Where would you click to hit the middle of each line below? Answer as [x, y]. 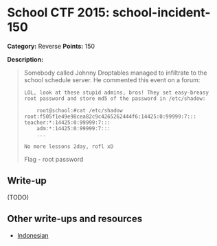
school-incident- [161, 13]
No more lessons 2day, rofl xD [69, 146]
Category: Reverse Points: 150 [51, 46]
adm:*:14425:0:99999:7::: [74, 128]
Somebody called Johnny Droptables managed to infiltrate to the [115, 73]
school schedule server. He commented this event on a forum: [112, 79]
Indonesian [33, 235]
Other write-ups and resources [75, 219]
